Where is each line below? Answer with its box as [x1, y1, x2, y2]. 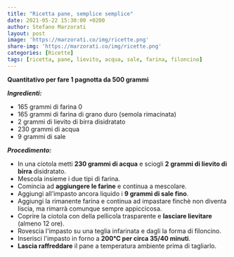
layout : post [7, 29, 46, 37]
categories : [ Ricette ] [7, 50, 74, 57]
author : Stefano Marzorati [7, 23, 86, 30]
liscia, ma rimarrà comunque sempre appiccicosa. [17, 204, 162, 213]
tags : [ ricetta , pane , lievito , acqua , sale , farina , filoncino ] [7, 56, 203, 63]
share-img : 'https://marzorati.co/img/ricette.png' [7, 43, 162, 50]
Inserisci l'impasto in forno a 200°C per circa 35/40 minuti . [17, 234, 191, 242]
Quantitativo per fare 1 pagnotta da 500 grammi [7, 75, 149, 84]
